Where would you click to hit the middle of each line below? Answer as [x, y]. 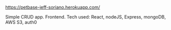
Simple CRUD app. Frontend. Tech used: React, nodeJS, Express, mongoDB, [86, 17]
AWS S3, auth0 [21, 22]
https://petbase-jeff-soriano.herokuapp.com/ [53, 7]
